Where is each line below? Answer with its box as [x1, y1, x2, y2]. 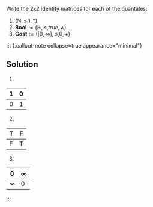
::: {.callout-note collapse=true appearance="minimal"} [6, 42, 142, 49]
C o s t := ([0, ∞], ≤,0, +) [14, 30, 71, 37]
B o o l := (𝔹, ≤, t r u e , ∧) [14, 24, 67, 31]
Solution [6, 60, 38, 70]
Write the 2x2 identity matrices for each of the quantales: [6, 5, 148, 12]
